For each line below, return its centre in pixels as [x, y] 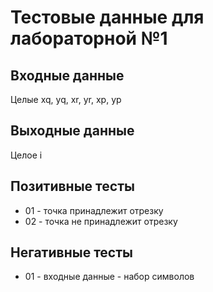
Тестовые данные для [107, 17]
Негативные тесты [71, 252]
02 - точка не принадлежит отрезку [101, 221]
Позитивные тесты [72, 186]
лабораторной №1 [89, 38]
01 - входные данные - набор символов [109, 277]
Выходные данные [72, 131]
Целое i [26, 155]
